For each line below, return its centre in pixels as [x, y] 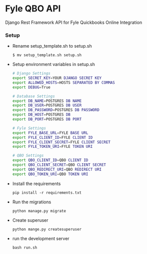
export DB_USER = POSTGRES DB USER [47, 105]
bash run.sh [25, 248]
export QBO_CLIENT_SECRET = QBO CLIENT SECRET [59, 165]
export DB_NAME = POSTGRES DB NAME [47, 101]
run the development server [41, 238]
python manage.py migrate [39, 211]
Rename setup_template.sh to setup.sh [52, 46]
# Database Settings [34, 96]
